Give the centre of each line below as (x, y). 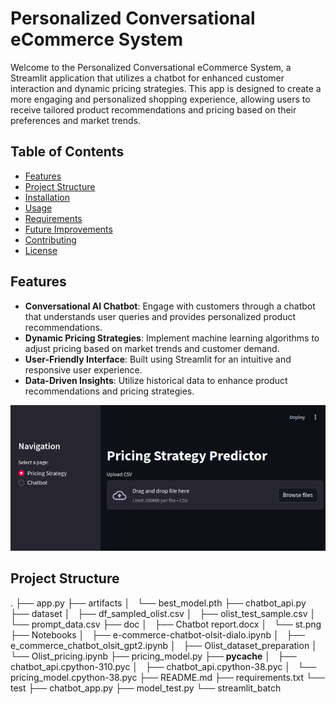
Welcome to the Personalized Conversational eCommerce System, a (151, 67)
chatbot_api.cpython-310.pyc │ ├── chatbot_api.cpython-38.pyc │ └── (163, 666)
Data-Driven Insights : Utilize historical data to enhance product (156, 380)
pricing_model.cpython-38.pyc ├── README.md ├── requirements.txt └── (167, 677)
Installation (47, 197)
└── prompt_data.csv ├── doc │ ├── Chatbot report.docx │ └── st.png (166, 624)
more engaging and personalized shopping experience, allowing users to (160, 99)
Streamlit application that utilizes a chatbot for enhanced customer (147, 78)
